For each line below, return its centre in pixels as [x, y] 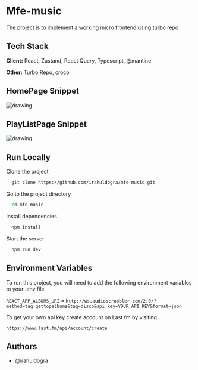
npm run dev [26, 249]
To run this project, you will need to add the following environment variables [99, 282]
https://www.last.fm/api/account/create [57, 328]
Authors [22, 346]
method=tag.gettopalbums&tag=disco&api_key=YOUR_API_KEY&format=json [94, 306]
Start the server [25, 238]
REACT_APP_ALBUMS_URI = [35, 300]
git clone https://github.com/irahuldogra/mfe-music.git [84, 183]
